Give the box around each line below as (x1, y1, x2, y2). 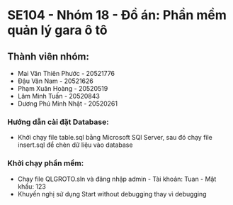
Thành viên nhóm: (7, 50, 90, 62)
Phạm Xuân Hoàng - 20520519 (17, 84, 108, 92)
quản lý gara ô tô (7, 22, 108, 38)
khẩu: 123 (17, 182, 46, 191)
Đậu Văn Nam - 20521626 (17, 77, 93, 85)
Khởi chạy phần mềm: (7, 158, 84, 168)
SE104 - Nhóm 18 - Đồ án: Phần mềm (7, 7, 227, 23)
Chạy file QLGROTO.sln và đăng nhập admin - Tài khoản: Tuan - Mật (17, 174, 217, 183)
